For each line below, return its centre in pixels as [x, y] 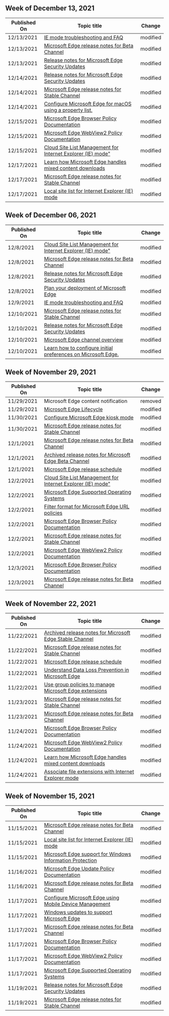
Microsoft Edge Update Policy [79, 869]
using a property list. [68, 110]
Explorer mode [61, 778]
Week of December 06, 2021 [51, 215]
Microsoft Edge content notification [86, 401]
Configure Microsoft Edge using [82, 898]
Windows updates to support [78, 912]
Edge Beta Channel [67, 461]
